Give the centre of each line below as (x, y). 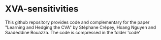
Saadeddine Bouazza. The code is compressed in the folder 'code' (73, 32)
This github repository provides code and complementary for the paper (77, 22)
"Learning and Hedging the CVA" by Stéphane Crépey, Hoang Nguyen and (80, 27)
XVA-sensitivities (42, 9)
